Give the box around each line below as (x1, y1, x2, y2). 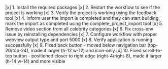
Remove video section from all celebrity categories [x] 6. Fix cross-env (5, 26, 154, 32)
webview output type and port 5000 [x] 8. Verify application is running (5, 37, 153, 43)
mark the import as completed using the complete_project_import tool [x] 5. (5, 20, 163, 26)
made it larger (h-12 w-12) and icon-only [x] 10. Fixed (30, 48, 142, 53)
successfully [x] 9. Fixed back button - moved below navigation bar (5, 42, 146, 48)
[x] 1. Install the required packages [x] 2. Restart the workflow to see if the (5, 5, 160, 10)
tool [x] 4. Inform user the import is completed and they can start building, (5, 15, 160, 21)
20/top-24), (5, 48, 30, 53)
